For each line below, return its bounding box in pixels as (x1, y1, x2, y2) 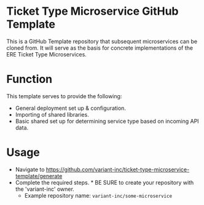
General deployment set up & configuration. (15, 104, 126, 112)
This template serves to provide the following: (6, 92, 122, 99)
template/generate (15, 172, 63, 179)
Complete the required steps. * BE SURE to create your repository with (15, 179, 194, 186)
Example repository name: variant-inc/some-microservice (24, 191, 173, 199)
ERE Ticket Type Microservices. (6, 50, 87, 58)
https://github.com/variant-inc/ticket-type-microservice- (45, 166, 190, 173)
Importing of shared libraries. (15, 110, 89, 118)
